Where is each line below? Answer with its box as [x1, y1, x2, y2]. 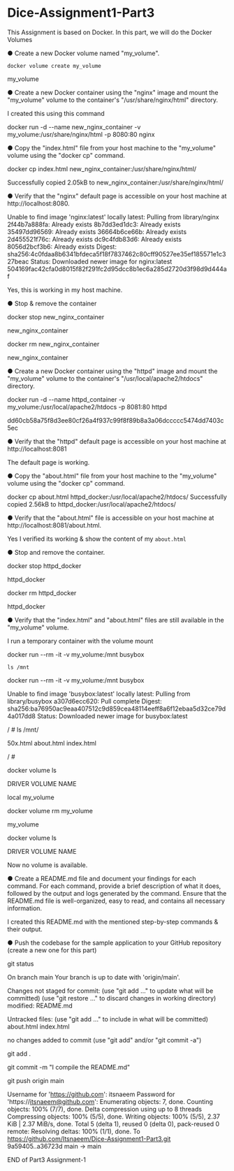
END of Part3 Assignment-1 [7, 1155, 86, 1164]
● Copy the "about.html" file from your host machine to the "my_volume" [7, 472, 217, 480]
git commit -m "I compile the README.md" [7, 1063, 131, 1071]
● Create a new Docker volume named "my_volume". [7, 49, 160, 57]
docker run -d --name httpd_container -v [7, 395, 126, 403]
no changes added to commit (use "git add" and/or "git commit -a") [7, 1035, 202, 1044]
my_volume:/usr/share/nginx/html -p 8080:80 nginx [7, 130, 155, 138]
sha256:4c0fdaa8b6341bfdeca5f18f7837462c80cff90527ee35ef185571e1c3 [7, 249, 226, 258]
